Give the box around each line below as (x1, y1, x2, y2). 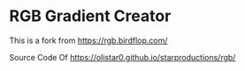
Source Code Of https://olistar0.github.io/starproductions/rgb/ (9, 52, 236, 62)
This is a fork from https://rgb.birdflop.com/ (9, 35, 168, 46)
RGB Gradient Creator (9, 6, 172, 26)
